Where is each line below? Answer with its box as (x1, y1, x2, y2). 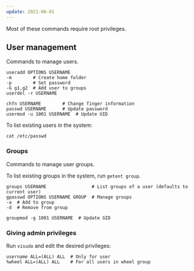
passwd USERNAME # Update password (6, 106, 109, 112)
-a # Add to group (6, 199, 55, 205)
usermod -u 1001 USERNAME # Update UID (6, 111, 109, 117)
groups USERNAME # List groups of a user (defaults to (6, 183, 188, 189)
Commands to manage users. (6, 58, 79, 66)
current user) (6, 189, 42, 195)
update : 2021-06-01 (6, 8, 55, 15)
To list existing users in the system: (6, 122, 93, 129)
